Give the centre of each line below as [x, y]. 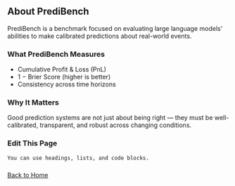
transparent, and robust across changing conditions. [116, 125]
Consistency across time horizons [66, 84]
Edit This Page [32, 143]
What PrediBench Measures [56, 54]
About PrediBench [48, 12]
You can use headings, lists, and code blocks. [78, 158]
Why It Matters [33, 102]
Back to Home [28, 175]
